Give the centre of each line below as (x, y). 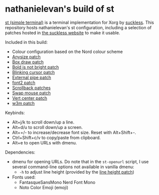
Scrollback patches (31, 88)
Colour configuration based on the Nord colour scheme (67, 52)
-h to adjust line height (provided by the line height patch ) (77, 172)
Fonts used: (24, 177)
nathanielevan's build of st (60, 9)
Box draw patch (28, 62)
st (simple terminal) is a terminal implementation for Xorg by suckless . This (79, 22)
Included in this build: (26, 42)
